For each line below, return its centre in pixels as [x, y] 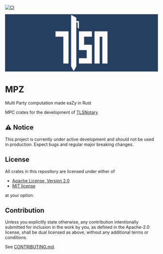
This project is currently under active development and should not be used [80, 139]
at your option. [20, 195]
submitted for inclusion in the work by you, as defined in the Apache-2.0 [77, 227]
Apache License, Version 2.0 [41, 181]
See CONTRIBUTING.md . [30, 247]
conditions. [16, 238]
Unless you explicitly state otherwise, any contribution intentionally [72, 222]
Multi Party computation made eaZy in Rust [48, 103]
